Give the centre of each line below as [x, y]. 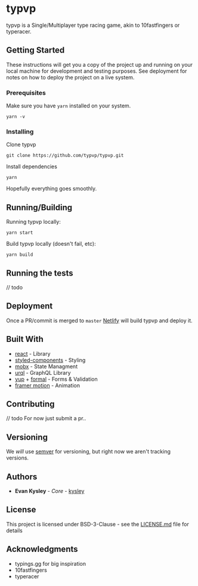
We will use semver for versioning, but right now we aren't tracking [89, 452]
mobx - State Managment [46, 366]
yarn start [20, 233]
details [14, 531]
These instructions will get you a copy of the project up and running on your [99, 64]
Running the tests [40, 273]
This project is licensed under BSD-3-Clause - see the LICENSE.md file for [98, 524]
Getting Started [35, 50]
